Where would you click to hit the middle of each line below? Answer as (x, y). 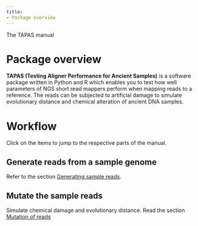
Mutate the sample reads (55, 195)
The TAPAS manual (30, 35)
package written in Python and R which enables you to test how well (92, 82)
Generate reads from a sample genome (81, 162)
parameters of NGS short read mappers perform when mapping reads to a (99, 89)
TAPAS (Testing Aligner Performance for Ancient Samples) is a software (99, 76)
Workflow (32, 126)
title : (15, 12)
